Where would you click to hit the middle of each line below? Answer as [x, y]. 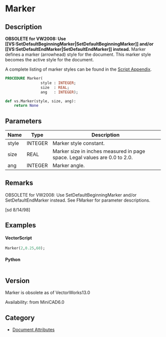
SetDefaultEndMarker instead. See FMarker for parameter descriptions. [78, 200]
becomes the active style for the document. [49, 60]
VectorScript [19, 238]
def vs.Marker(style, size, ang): [41, 101]
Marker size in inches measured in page [99, 151]
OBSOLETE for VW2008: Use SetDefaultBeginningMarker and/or [71, 195]
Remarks [19, 183]
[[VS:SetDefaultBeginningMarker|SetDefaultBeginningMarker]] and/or [80, 44]
